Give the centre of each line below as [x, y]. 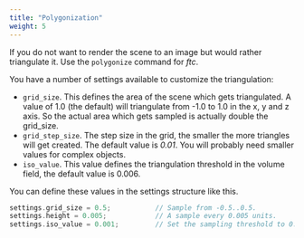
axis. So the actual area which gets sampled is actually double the [145, 116]
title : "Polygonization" [56, 18]
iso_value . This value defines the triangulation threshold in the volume [153, 164]
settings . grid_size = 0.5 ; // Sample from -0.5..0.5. [133, 208]
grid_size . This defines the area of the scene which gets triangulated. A [157, 97]
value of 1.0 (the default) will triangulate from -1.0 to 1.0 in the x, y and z [156, 106]
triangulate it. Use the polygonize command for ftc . [104, 62]
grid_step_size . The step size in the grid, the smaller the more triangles [156, 135]
